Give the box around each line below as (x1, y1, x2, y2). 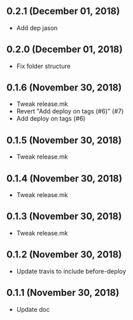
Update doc (16, 305, 50, 313)
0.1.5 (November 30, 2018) (6, 134, 122, 146)
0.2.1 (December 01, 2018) (6, 5, 121, 17)
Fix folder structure (16, 62, 71, 70)
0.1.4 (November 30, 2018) (6, 172, 123, 184)
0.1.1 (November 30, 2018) (6, 287, 119, 299)
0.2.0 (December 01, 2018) (6, 44, 123, 56)
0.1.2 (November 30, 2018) (6, 249, 122, 260)
